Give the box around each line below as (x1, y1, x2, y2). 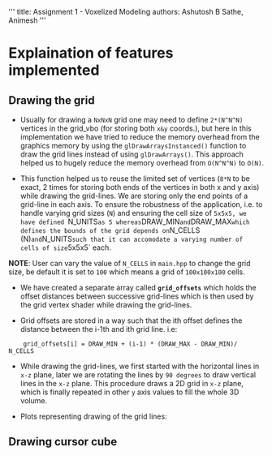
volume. (19, 396, 47, 405)
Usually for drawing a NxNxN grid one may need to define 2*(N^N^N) (19, 115, 244, 124)
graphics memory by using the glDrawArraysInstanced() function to (19, 141, 247, 150)
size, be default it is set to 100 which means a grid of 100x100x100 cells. (8, 267, 245, 277)
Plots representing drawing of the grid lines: (19, 411, 168, 421)
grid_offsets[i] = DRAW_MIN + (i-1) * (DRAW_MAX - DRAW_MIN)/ (23, 340, 238, 348)
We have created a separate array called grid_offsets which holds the (19, 283, 257, 292)
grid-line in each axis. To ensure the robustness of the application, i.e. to (19, 200, 263, 209)
